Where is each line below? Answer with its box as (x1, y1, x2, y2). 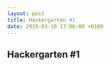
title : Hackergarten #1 (7, 17, 76, 23)
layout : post (7, 10, 45, 17)
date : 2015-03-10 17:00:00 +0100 (7, 23, 104, 30)
